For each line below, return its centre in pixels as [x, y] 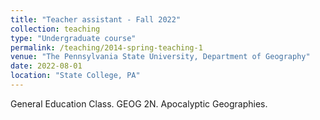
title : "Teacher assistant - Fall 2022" [96, 19]
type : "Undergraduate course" [73, 38]
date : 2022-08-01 [46, 66]
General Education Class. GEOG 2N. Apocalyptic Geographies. [139, 103]
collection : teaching [55, 29]
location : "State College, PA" [75, 76]
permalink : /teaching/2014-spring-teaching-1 [106, 47]
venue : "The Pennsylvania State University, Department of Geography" [160, 57]
